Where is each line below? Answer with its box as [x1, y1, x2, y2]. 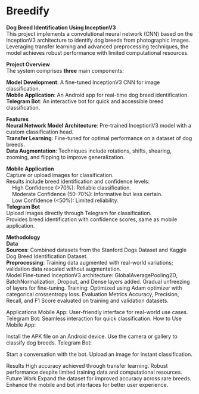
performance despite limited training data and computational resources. [6, 368, 183, 376]
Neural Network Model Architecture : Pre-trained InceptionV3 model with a [6, 122, 192, 129]
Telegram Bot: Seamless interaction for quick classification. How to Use [6, 315, 182, 322]
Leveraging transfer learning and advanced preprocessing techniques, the [6, 43, 189, 50]
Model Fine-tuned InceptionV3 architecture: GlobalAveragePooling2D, [6, 271, 178, 278]
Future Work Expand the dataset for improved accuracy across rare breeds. [6, 374, 192, 382]
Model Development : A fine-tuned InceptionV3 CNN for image [6, 79, 160, 86]
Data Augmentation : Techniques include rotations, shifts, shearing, [6, 147, 172, 154]
